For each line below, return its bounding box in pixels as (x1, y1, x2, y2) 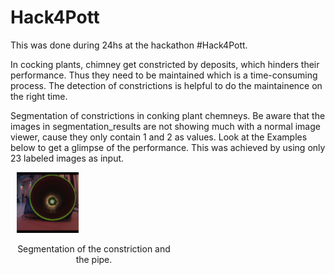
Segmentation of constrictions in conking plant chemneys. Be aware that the (10, 109, 326, 121)
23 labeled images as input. (10, 152, 125, 164)
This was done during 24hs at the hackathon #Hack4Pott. (10, 39, 248, 51)
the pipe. (75, 254, 113, 266)
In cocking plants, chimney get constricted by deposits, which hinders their (10, 58, 320, 70)
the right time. (10, 90, 68, 102)
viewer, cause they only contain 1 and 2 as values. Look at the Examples (10, 131, 308, 143)
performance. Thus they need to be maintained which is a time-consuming (10, 69, 318, 81)
